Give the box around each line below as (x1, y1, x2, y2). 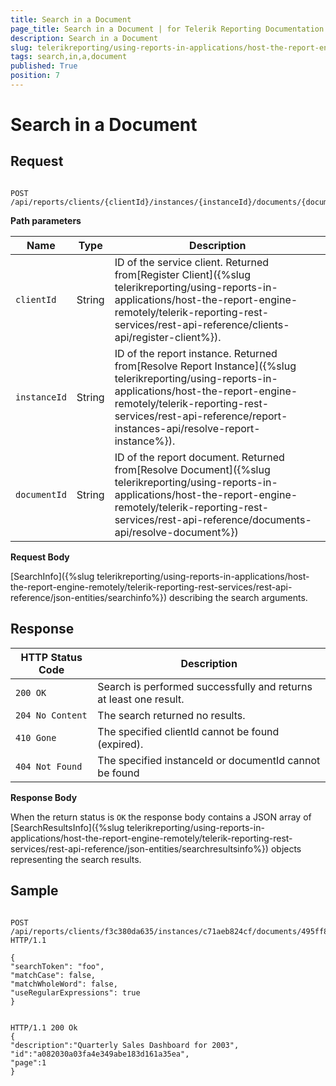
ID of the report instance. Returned (114, 346, 278, 360)
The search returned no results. (97, 708, 246, 722)
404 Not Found (15, 761, 83, 772)
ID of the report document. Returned (114, 450, 285, 464)
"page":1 (10, 1057, 47, 1068)
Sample (10, 882, 59, 900)
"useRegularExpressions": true (10, 987, 141, 998)
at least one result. (97, 692, 185, 706)
